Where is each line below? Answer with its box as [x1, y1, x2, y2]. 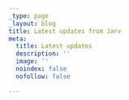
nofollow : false [15, 72, 71, 80]
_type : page [8, 11, 49, 20]
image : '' [15, 58, 49, 66]
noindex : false [15, 65, 67, 73]
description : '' [15, 50, 71, 58]
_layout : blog [8, 20, 57, 28]
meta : [8, 34, 27, 43]
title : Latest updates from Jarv [8, 27, 122, 35]
